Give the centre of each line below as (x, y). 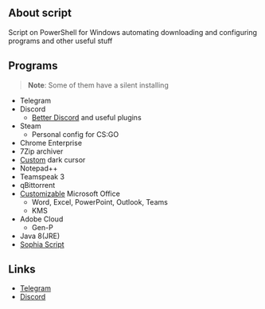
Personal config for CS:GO (75, 134)
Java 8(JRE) (40, 236)
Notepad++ (39, 168)
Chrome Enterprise (51, 143)
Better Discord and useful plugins (86, 117)
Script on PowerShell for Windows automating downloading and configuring (132, 32)
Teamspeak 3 (42, 176)
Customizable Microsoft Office (70, 194)
